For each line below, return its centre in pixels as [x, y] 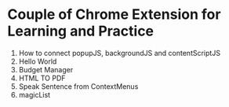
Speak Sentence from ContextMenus [78, 86]
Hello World [38, 61]
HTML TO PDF [42, 78]
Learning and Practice [81, 31]
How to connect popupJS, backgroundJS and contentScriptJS [120, 53]
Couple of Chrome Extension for [114, 15]
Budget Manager [46, 69]
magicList [35, 94]
